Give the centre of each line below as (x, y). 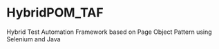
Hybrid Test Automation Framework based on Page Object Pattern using (109, 32)
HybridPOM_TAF (55, 13)
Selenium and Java (34, 39)
